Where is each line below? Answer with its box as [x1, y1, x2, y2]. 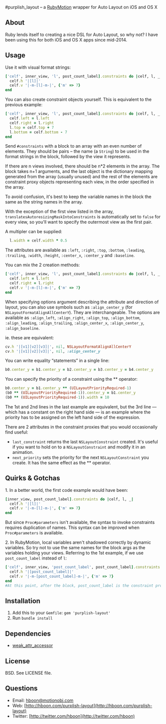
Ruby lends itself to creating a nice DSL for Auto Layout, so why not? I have [5, 32, 158, 38]
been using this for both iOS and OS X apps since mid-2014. [5, 37, 127, 42]
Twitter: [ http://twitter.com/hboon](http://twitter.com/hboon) [12, 713, 135, 719]
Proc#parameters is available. [5, 530, 64, 536]
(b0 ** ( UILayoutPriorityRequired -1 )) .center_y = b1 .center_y [5, 390, 136, 396]
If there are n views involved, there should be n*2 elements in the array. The [5, 163, 160, 169]
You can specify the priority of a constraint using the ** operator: [5, 376, 138, 382]
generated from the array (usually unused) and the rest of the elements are [5, 174, 158, 180]
